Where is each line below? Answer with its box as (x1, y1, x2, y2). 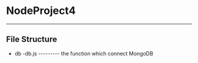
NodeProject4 (6, 4, 76, 17)
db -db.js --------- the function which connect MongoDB (14, 50, 153, 57)
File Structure (6, 34, 57, 44)
